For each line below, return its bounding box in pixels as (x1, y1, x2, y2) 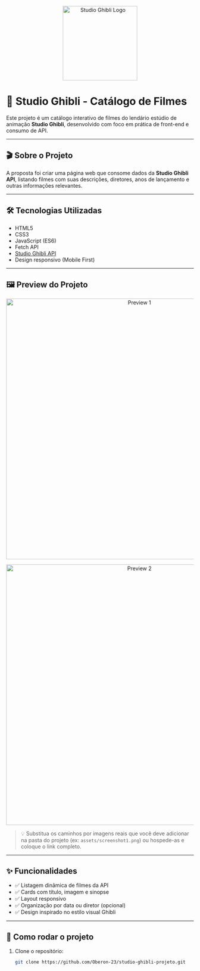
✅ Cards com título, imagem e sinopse (14, 888, 109, 896)
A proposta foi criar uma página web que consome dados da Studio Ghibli (6, 169, 189, 176)
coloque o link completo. (20, 843, 82, 850)
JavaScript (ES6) (14, 237, 57, 244)
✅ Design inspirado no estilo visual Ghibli (14, 908, 116, 916)
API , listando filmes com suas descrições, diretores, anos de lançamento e (6, 176, 189, 183)
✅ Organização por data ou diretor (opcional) (14, 902, 126, 909)
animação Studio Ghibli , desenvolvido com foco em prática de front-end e (6, 120, 189, 127)
